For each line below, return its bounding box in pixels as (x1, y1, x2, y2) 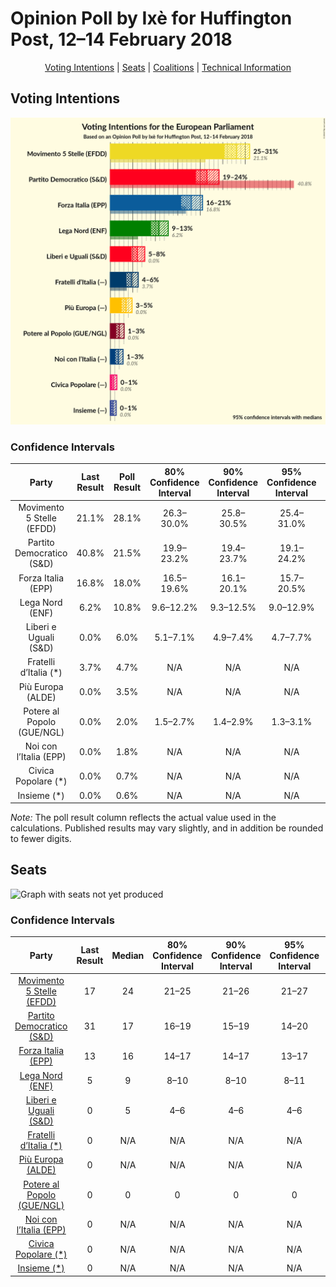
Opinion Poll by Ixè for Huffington (10, 7, 293, 30)
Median (111, 949, 145, 961)
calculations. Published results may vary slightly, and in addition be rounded (10, 822, 324, 834)
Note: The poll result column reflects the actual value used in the (10, 812, 277, 823)
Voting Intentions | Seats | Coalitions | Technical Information (44, 61, 292, 73)
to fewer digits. (10, 833, 72, 844)
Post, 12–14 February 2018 (10, 28, 233, 51)
